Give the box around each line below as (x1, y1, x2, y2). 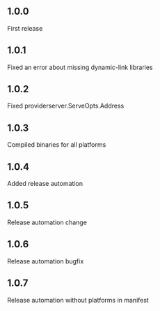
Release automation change (7, 218, 87, 226)
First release (7, 24, 43, 32)
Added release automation (7, 180, 83, 188)
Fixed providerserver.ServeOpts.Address (7, 101, 125, 110)
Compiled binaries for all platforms (7, 140, 106, 149)
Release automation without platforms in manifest (7, 296, 150, 304)
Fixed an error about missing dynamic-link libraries (7, 63, 153, 71)
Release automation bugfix (7, 256, 84, 265)
